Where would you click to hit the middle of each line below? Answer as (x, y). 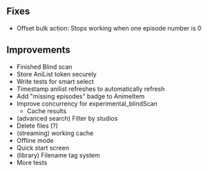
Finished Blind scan (44, 67)
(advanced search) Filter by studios (67, 118)
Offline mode (35, 140)
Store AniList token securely (57, 74)
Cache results (47, 111)
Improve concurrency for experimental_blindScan (87, 103)
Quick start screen (43, 148)
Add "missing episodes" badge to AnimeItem (81, 96)
